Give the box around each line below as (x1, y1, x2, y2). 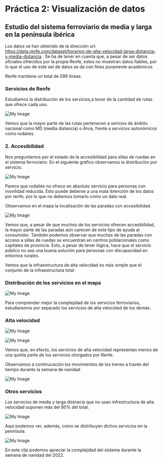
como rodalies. (5, 131, 35, 137)
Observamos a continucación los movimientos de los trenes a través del (5, 361, 149, 367)
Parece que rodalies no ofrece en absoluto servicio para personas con (5, 183, 146, 189)
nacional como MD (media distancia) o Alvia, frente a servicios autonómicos (5, 125, 157, 132)
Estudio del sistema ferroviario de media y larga (5, 23, 152, 31)
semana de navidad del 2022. (5, 452, 65, 458)
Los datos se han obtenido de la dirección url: (5, 43, 97, 49)
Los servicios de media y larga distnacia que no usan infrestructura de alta (5, 399, 154, 405)
